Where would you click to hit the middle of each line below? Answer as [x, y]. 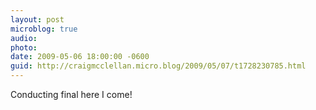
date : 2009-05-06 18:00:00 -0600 [80, 57]
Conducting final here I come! [71, 94]
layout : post [37, 19]
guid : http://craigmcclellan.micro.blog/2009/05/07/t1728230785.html [158, 66]
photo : [24, 47]
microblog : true [44, 29]
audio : [24, 38]
